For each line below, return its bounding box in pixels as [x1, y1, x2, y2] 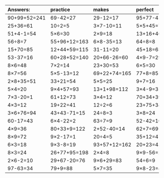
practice [50, 6, 70, 13]
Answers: [7, 6, 30, 13]
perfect [136, 6, 154, 13]
